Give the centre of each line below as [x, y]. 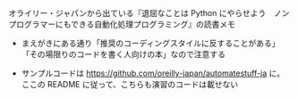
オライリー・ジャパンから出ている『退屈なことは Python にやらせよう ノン [149, 13]
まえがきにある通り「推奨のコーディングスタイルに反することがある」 [150, 43]
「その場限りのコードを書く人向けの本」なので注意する [123, 54]
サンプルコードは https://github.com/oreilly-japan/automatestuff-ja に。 [153, 73]
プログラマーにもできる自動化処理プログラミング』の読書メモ [122, 24]
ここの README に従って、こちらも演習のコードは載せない [130, 84]
